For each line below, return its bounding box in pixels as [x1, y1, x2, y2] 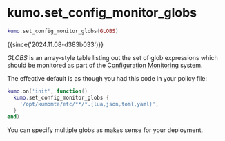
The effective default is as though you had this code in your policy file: [7, 74, 208, 82]
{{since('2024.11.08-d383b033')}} [7, 40, 104, 48]
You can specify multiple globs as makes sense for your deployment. [7, 126, 204, 134]
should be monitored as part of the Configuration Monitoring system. [7, 61, 203, 69]
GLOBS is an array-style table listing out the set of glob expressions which [7, 53, 219, 62]
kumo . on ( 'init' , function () [7, 88, 88, 95]
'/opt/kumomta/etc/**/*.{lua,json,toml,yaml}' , [19, 100, 159, 108]
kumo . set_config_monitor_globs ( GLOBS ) [7, 28, 119, 35]
